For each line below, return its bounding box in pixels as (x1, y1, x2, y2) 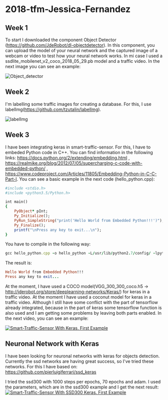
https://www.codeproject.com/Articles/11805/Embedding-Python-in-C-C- (5, 171, 157, 177)
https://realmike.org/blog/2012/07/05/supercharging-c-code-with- (5, 160, 142, 166)
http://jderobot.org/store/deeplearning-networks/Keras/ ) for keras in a (5, 289, 150, 295)
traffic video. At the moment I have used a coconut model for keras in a (5, 294, 151, 300)
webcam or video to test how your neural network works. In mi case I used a (5, 53, 162, 59)
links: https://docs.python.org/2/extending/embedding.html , (5, 155, 130, 161)
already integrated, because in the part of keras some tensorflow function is (5, 305, 162, 311)
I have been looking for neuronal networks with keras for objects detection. (5, 353, 160, 359)
